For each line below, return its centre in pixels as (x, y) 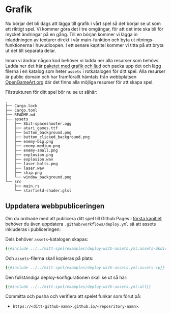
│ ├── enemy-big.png (29, 141)
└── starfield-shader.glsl (43, 190)
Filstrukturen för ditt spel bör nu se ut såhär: (51, 92)
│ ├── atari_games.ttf (32, 128)
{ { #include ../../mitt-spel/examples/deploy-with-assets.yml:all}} (78, 286)
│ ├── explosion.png (29, 155)
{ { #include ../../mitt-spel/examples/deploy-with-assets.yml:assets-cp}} (85, 268)
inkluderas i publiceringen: (33, 229)
